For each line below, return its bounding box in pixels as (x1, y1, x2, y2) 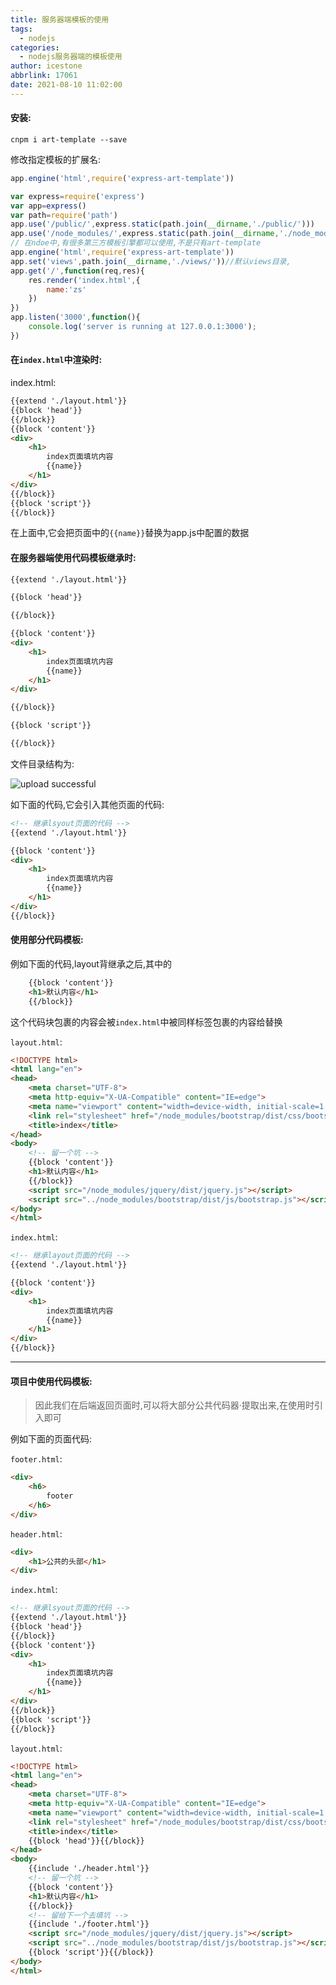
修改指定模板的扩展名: (10, 153, 102, 165)
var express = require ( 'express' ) (10, 191, 145, 201)
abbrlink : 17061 (10, 71, 78, 81)
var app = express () (10, 201, 87, 211)
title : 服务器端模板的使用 (10, 14, 110, 25)
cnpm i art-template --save (10, 134, 128, 145)
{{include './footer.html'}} (28, 1919, 150, 1930)
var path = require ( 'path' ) (10, 210, 118, 220)
